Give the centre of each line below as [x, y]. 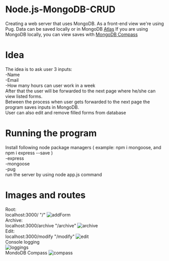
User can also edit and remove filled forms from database [66, 112]
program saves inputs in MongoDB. [42, 107]
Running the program [51, 133]
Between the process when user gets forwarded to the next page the [78, 102]
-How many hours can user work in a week [50, 85]
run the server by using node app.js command [54, 174]
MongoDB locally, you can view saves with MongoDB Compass [72, 34]
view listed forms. [24, 96]
